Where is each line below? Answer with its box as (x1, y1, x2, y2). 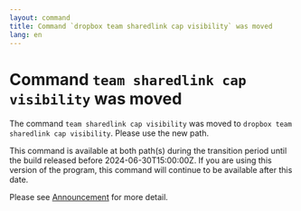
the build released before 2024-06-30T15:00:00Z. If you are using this (9, 155, 273, 166)
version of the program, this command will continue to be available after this (9, 165, 293, 176)
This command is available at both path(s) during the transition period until (9, 146, 287, 157)
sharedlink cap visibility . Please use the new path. (9, 128, 210, 139)
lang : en (9, 30, 42, 39)
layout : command (9, 13, 71, 23)
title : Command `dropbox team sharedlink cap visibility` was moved (9, 22, 273, 31)
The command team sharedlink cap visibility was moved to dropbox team (9, 119, 292, 129)
